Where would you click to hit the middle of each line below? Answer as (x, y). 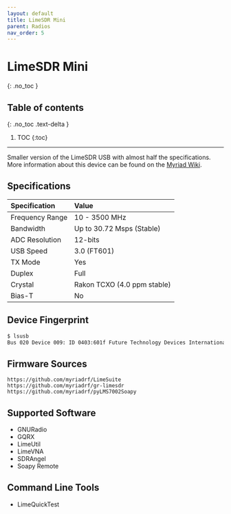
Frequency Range (39, 217)
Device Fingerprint (48, 320)
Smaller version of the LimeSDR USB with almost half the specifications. (109, 157)
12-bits (87, 240)
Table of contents (45, 107)
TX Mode (25, 262)
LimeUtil (29, 444)
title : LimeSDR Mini (37, 20)
